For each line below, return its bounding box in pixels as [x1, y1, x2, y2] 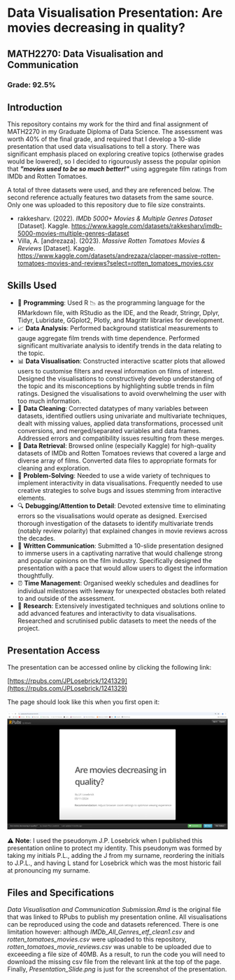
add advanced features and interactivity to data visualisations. [17, 609, 197, 618]
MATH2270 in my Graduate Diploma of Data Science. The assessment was [7, 128, 223, 136]
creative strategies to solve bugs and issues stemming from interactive [17, 486, 222, 495]
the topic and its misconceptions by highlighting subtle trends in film [17, 382, 215, 390]
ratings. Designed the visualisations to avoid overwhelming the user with [17, 390, 227, 398]
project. [17, 624, 40, 633]
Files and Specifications [7, 887, 115, 899]
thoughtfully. [17, 571, 55, 580]
